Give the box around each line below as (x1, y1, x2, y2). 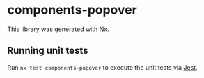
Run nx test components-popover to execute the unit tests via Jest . (7, 63, 198, 71)
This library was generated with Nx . (7, 25, 109, 33)
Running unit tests (7, 45, 88, 57)
